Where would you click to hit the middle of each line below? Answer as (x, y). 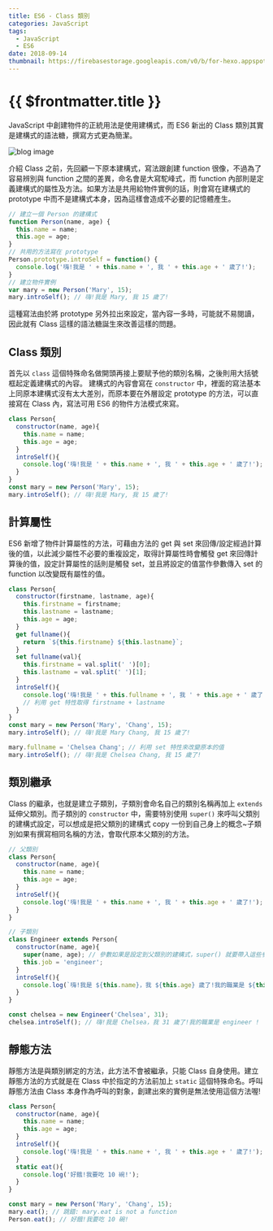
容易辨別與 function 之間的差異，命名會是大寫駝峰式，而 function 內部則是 (133, 178)
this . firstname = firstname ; (72, 604)
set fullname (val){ (49, 657)
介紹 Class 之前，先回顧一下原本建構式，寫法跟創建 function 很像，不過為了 (135, 168)
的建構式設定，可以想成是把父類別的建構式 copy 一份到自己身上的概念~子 (131, 824)
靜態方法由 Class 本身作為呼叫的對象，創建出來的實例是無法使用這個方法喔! (135, 1091)
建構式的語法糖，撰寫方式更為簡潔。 (76, 135)
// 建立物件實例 (32, 282)
